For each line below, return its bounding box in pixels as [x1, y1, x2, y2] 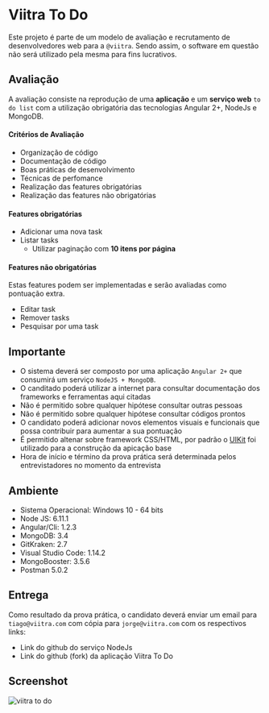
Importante [8, 345, 66, 359]
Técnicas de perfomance [19, 173, 103, 183]
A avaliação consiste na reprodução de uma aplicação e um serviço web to [8, 94, 261, 104]
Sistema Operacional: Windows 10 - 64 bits [19, 505, 163, 515]
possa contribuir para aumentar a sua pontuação [19, 426, 183, 436]
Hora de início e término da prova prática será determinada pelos [19, 452, 237, 462]
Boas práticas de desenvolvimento [19, 164, 135, 174]
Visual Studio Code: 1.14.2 [19, 548, 106, 558]
